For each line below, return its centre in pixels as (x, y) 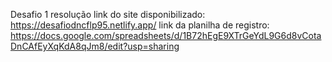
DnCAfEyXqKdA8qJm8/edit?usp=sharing (95, 46)
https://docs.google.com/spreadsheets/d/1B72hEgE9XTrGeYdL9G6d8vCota (166, 35)
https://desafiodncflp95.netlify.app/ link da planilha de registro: (140, 25)
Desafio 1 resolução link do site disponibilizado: (108, 14)
